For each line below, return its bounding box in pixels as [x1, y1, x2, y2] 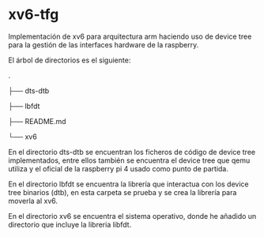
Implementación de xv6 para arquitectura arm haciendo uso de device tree [8, 32, 252, 41]
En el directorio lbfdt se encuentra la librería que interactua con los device [8, 179, 249, 189]
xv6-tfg [8, 6, 59, 24]
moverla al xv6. [8, 196, 58, 205]
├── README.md [8, 116, 66, 126]
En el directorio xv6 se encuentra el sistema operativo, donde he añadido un [8, 211, 257, 220]
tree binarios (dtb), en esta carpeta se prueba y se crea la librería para [8, 187, 237, 197]
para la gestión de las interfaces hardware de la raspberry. [8, 39, 199, 49]
